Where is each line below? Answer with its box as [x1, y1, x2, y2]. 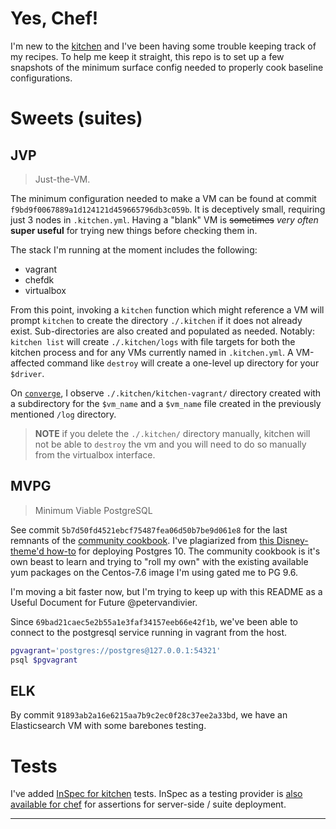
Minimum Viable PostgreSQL [34, 504, 153, 516]
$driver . [10, 367, 45, 379]
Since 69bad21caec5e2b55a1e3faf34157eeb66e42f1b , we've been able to [10, 615, 298, 627]
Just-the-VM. [34, 173, 91, 185]
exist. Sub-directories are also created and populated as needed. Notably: [10, 325, 315, 337]
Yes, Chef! [10, 7, 99, 30]
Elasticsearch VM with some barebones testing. [10, 720, 207, 732]
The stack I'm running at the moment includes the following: [10, 243, 258, 256]
